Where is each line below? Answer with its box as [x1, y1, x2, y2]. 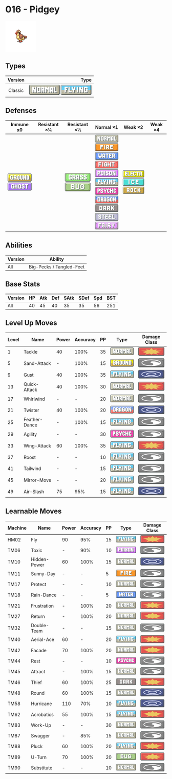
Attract [30, 669, 46, 675]
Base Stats [5, 280, 40, 288]
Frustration [30, 602, 54, 609]
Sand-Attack [24, 360, 51, 366]
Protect [30, 581, 47, 587]
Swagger [30, 733, 50, 739]
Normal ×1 [95, 124, 119, 130]
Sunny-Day [30, 571, 56, 577]
